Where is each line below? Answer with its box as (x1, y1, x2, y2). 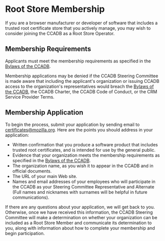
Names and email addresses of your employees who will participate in (12, 179, 156, 184)
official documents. (12, 168, 52, 174)
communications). (12, 194, 50, 200)
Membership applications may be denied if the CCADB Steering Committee (5, 73, 159, 79)
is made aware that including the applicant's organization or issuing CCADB (5, 78, 160, 84)
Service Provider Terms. (5, 94, 55, 100)
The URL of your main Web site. (12, 173, 78, 179)
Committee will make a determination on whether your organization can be (5, 214, 158, 220)
